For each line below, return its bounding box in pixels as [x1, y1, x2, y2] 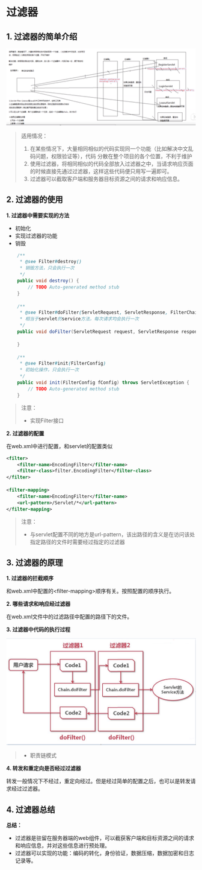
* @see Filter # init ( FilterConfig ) [19, 360, 106, 367]
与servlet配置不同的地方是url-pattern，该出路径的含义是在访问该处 [29, 530, 195, 538]
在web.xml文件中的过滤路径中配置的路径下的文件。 [6, 613, 133, 620]
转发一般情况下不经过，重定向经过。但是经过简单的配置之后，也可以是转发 [6, 778, 191, 785]
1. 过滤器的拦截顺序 [6, 574, 54, 582]
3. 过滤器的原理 [6, 557, 63, 568]
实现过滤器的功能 [14, 232, 58, 239]
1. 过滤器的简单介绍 [6, 31, 78, 42]
